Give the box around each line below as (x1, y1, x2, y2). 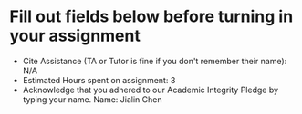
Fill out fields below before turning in (9, 6, 294, 27)
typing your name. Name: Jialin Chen (22, 93, 162, 105)
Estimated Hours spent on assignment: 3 (22, 74, 176, 85)
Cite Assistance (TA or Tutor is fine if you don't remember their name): (22, 55, 287, 66)
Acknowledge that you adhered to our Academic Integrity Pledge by (22, 84, 279, 95)
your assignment (9, 25, 141, 46)
